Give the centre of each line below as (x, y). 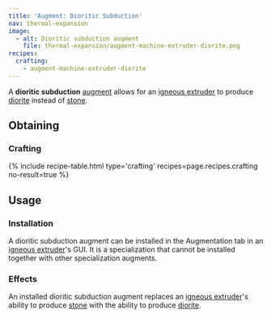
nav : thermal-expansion (49, 23)
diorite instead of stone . (48, 100)
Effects (23, 279)
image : (19, 31)
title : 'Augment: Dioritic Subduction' (76, 16)
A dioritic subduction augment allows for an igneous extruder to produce (131, 91)
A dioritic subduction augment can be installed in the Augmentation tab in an (136, 241)
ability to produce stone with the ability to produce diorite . (105, 305)
